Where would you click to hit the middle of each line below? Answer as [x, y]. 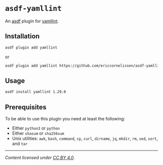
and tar [20, 144]
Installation [22, 36]
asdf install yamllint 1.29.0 [36, 92]
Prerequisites [26, 107]
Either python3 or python [36, 128]
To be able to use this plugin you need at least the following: [65, 119]
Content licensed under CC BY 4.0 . [40, 157]
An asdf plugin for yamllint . [32, 21]
